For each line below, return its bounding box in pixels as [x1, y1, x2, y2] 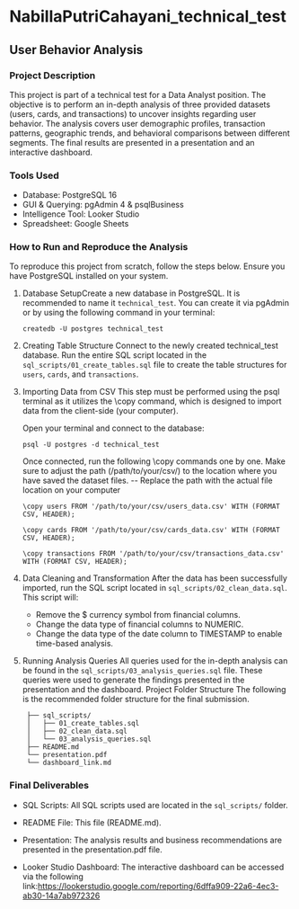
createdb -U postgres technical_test [22, 325, 164, 334]
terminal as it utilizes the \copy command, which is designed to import [22, 396, 282, 406]
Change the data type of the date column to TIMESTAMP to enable [35, 628, 283, 639]
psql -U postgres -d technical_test [22, 441, 160, 450]
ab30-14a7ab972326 [22, 890, 101, 901]
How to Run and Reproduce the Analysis [9, 241, 189, 254]
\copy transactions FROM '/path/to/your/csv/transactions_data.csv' [22, 549, 285, 558]
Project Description [9, 69, 96, 82]
